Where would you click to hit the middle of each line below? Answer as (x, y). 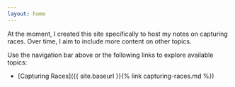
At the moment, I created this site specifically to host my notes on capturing (117, 34)
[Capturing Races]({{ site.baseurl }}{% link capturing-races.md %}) (116, 76)
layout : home (27, 14)
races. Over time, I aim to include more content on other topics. (99, 41)
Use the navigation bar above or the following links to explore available (110, 55)
